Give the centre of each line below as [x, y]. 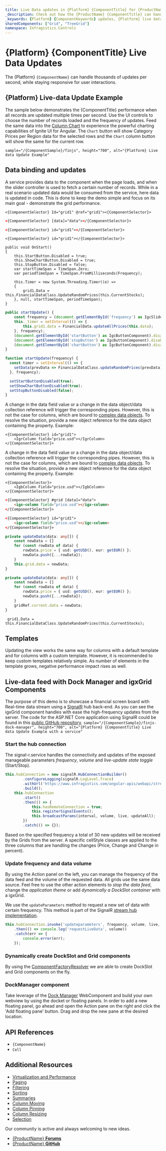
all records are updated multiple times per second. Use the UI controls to [79, 115]
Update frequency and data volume [48, 863]
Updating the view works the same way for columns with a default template [82, 650]
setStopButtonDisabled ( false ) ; [42, 390]
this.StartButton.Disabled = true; [51, 256]
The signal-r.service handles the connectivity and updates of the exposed [80, 755]
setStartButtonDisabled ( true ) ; [42, 381]
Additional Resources [39, 1065]
